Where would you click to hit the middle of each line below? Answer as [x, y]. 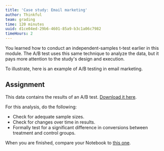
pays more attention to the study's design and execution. [65, 59]
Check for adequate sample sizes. [48, 116]
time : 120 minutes [25, 24]
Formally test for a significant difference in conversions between [80, 127]
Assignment [25, 85]
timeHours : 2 [19, 34]
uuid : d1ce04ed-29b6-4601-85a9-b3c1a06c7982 [53, 29]
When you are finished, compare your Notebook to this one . [68, 142]
